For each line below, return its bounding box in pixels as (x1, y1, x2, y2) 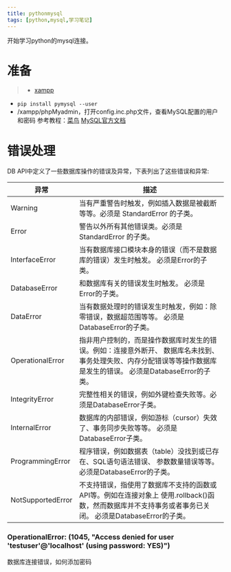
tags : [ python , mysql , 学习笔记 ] (7, 17, 93, 23)
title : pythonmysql (7, 10, 63, 17)
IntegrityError (10, 394, 54, 404)
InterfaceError (10, 255, 56, 265)
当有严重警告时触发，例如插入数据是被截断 (78, 198, 217, 208)
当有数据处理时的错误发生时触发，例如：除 (78, 302, 217, 311)
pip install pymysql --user (16, 101, 98, 108)
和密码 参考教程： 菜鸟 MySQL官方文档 (16, 116, 126, 125)
